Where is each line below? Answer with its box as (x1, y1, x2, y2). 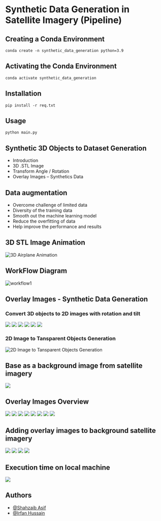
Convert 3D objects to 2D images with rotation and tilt (5, 310, 141, 317)
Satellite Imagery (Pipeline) (5, 14, 122, 26)
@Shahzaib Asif (12, 504, 46, 510)
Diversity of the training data (12, 207, 73, 213)
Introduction (12, 157, 39, 163)
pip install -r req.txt (5, 103, 56, 108)
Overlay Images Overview (5, 397, 89, 406)
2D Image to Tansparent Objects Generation (5, 335, 116, 342)
